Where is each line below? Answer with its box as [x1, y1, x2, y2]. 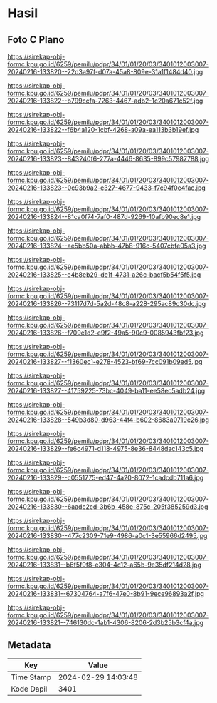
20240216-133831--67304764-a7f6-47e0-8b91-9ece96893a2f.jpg [7, 590, 205, 597]
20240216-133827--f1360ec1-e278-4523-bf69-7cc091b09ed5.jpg [7, 358, 203, 365]
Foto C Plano [7, 34, 65, 46]
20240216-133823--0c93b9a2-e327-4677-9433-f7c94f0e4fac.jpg [7, 183, 206, 192]
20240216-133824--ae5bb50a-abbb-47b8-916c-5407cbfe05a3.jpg [7, 241, 206, 250]
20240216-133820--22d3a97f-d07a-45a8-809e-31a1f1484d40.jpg [7, 68, 203, 76]
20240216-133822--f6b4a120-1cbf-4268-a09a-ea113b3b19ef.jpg [7, 126, 199, 133]
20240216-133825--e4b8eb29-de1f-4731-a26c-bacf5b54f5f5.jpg [7, 270, 201, 279]
